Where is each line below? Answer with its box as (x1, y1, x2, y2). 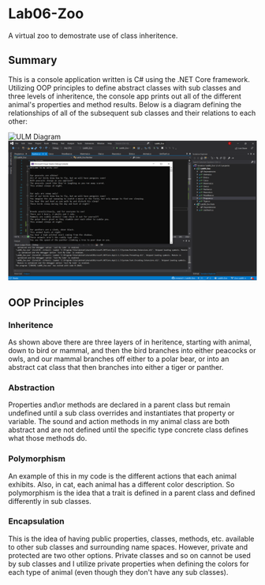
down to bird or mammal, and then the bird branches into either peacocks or (8, 345, 256, 355)
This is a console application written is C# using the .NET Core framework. (8, 74, 251, 84)
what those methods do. (8, 434, 88, 443)
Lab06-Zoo (8, 5, 84, 23)
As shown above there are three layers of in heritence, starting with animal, (8, 337, 252, 347)
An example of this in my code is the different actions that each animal (8, 471, 237, 481)
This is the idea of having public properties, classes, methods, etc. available (8, 534, 255, 543)
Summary (8, 54, 58, 67)
